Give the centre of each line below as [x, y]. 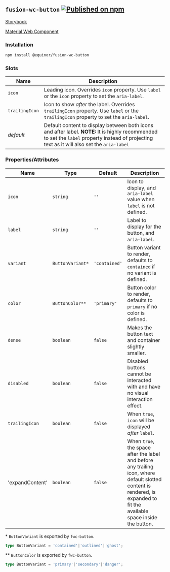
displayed [139, 426]
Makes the [140, 327]
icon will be [141, 420]
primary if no [142, 306]
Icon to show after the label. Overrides [89, 105]
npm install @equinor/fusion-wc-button [47, 55]
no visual [138, 393]
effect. [135, 405]
